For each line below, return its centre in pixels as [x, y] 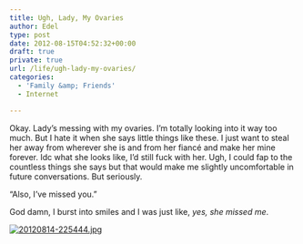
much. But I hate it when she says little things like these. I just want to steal [149, 137]
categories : [32, 77]
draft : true [32, 52]
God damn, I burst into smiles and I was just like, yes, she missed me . [139, 211]
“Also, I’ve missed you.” [53, 194]
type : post [30, 35]
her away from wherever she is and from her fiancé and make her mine [142, 147]
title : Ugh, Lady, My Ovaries [67, 18]
